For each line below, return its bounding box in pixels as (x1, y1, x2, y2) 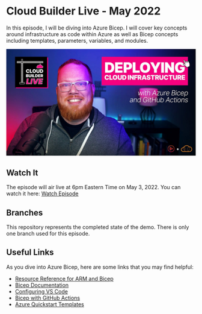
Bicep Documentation (14, 281, 69, 289)
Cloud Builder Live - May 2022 (6, 4, 161, 18)
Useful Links (6, 247, 54, 257)
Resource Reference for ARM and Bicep (14, 275, 114, 282)
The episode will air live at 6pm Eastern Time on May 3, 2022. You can (6, 184, 181, 191)
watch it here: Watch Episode (6, 190, 79, 197)
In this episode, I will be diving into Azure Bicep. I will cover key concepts (6, 24, 188, 31)
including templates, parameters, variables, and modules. (6, 37, 148, 44)
